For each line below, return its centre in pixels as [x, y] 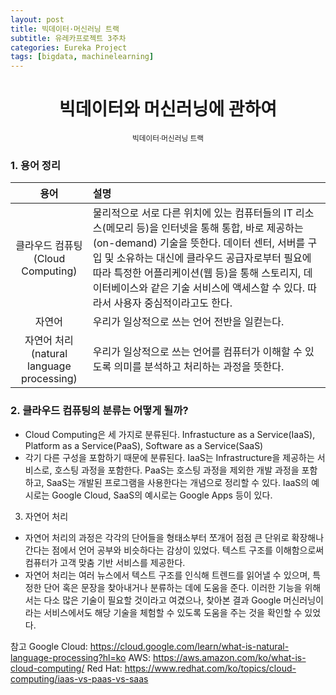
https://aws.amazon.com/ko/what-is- [230, 657]
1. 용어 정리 [35, 165]
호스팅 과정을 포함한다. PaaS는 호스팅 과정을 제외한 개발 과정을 [177, 470]
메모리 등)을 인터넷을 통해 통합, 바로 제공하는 [204, 228]
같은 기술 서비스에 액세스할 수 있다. [227, 288]
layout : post [37, 19]
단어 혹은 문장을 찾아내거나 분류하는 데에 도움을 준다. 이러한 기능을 [173, 587]
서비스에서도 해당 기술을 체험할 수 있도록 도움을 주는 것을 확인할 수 [173, 612]
